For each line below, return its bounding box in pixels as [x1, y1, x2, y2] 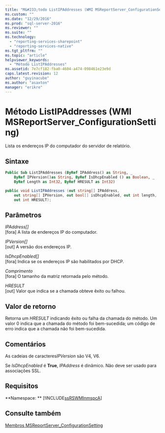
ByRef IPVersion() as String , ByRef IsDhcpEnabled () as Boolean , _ [14, 175, 155, 180]
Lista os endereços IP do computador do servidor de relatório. [5, 143, 131, 149]
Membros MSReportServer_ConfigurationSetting [5, 422, 103, 428]
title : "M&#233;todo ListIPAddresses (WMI [5, 7, 93, 12]
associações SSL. [5, 368, 41, 374]
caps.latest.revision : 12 [5, 71, 58, 76]
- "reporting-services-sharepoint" [9, 39, 82, 44]
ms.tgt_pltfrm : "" [5, 48, 43, 53]
